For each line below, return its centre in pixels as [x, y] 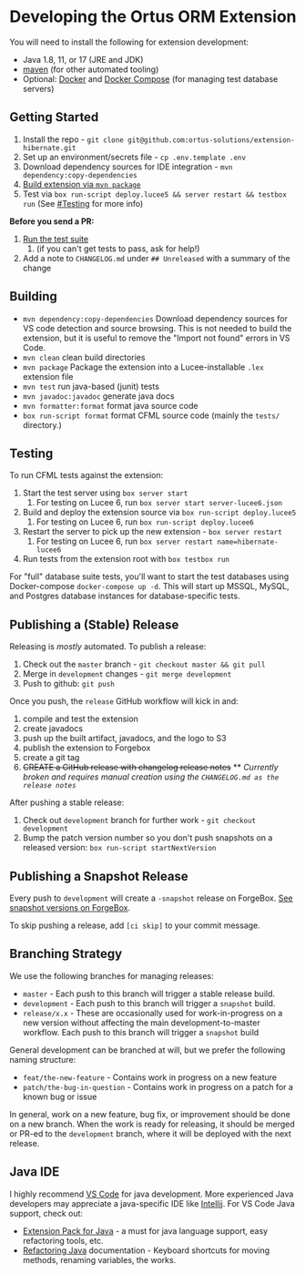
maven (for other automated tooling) [91, 69]
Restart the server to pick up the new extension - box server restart [152, 532]
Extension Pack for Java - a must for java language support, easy [145, 1230]
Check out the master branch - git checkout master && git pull [144, 664]
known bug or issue [60, 1096]
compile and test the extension [81, 719]
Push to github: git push [69, 684]
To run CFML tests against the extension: [86, 475]
